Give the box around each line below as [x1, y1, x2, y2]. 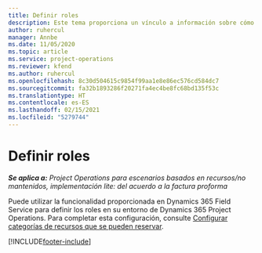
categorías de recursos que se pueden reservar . [8, 221, 164, 231]
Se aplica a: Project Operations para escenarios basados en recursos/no [8, 173, 246, 183]
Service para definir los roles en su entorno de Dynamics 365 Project [8, 204, 231, 214]
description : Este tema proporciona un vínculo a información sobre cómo [8, 19, 255, 27]
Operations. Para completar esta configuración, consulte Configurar [8, 213, 228, 222]
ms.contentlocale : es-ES [8, 99, 89, 107]
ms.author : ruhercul [8, 70, 76, 78]
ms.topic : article [8, 48, 68, 56]
